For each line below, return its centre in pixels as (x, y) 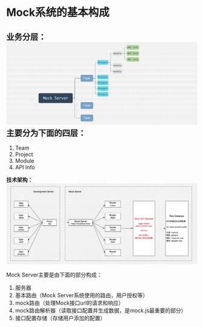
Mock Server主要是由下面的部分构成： (54, 275)
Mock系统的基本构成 (58, 12)
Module (25, 161)
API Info (25, 167)
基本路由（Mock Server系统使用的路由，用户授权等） (82, 295)
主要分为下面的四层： (46, 133)
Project (24, 154)
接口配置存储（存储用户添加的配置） (60, 318)
